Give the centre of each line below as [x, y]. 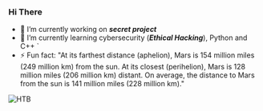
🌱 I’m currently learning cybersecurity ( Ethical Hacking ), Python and [134, 38]
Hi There [25, 12]
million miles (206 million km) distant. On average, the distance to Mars [137, 75]
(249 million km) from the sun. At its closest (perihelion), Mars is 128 [133, 67]
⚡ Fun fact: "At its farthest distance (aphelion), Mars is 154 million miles [137, 55]
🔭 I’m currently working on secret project [88, 30]
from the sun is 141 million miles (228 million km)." [102, 84]
